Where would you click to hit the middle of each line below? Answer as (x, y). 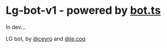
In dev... (16, 27)
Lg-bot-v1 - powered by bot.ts (83, 10)
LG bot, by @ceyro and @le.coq (46, 38)
